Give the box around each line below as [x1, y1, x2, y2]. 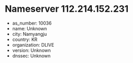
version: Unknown [12, 47, 51, 53]
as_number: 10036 [12, 20, 52, 26]
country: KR [12, 36, 38, 43]
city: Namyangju [12, 31, 47, 37]
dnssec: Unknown [12, 52, 51, 59]
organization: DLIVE [12, 41, 54, 48]
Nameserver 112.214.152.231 [5, 3, 129, 15]
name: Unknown [12, 25, 47, 31]
